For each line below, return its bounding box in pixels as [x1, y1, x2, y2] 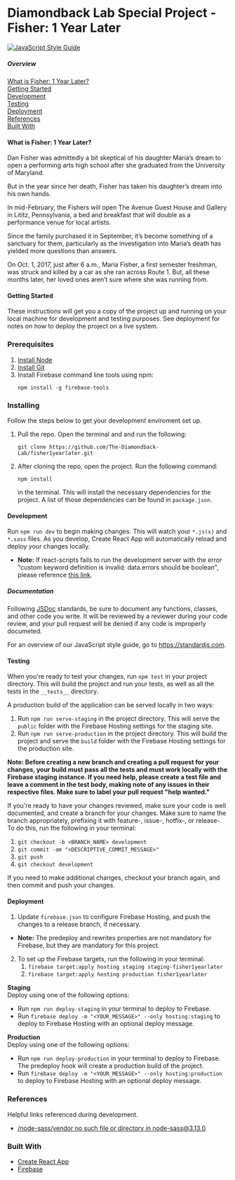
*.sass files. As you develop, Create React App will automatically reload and [7, 534, 227, 543]
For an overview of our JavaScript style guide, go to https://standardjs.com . [7, 641, 227, 649]
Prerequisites [7, 340, 54, 349]
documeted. [7, 627, 42, 636]
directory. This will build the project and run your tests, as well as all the [7, 680, 215, 688]
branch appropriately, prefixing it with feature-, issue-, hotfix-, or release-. [7, 816, 222, 825]
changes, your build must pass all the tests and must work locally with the [7, 765, 228, 774]
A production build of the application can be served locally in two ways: [7, 701, 214, 710]
